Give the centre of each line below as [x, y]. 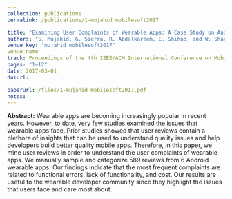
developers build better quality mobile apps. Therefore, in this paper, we [110, 145]
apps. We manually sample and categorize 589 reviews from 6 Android [108, 160]
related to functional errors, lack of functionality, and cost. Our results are [112, 175]
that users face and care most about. [60, 189]
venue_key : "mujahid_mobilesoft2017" [61, 46]
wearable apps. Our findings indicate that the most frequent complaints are [114, 167]
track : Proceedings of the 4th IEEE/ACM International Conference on [109, 58]
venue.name [23, 52]
